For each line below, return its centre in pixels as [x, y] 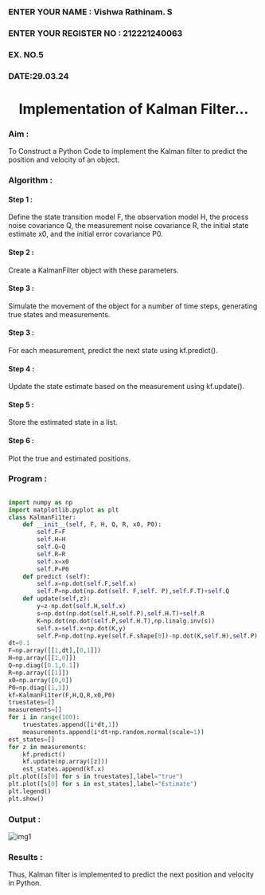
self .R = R [51, 554]
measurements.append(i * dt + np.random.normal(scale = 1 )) [113, 732]
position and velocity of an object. [64, 160]
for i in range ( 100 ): [44, 717]
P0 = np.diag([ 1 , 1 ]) [39, 688]
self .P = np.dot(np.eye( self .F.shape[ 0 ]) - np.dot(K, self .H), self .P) [148, 636]
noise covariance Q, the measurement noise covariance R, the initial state [129, 226]
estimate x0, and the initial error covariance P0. [86, 234]
